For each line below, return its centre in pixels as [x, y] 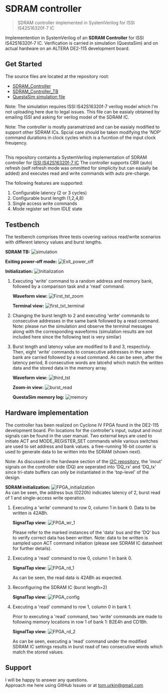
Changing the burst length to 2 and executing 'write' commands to [81, 315]
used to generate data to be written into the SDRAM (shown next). [73, 451]
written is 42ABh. [30, 513]
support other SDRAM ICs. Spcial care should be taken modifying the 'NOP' [83, 132]
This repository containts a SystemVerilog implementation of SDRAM [76, 157]
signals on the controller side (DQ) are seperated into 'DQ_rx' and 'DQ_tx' [81, 467]
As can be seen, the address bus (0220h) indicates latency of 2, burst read [83, 492]
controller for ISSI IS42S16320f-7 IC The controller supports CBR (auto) [79, 163]
